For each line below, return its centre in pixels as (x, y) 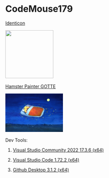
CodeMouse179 (39, 9)
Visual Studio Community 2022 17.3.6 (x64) (58, 150)
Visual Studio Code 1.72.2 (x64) (46, 160)
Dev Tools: (17, 140)
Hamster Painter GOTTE (31, 86)
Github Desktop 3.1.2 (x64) (41, 170)
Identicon (15, 23)
